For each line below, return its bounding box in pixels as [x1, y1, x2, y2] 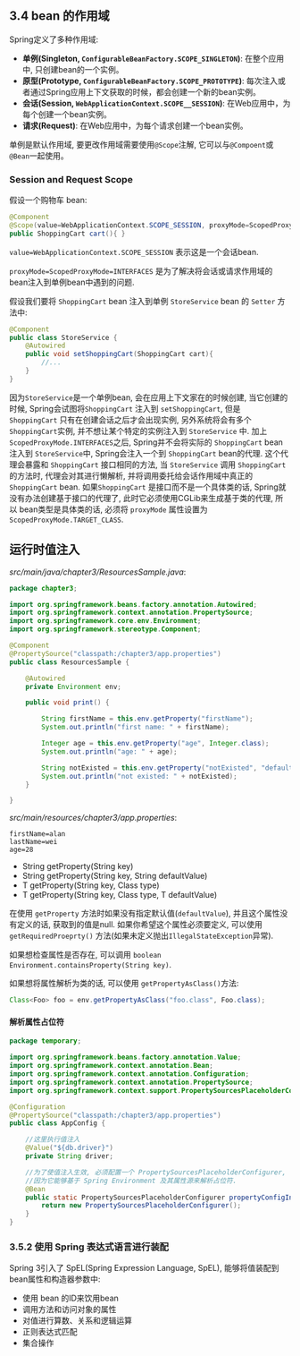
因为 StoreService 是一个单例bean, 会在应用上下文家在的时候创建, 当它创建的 [9, 392, 288, 403]
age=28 [9, 845, 34, 855]
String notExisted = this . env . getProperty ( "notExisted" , [41, 763, 257, 772]
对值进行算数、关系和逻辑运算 [21, 1315, 132, 1326]
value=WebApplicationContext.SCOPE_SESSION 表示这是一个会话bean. [9, 246, 259, 257]
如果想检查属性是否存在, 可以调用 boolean [9, 950, 162, 960]
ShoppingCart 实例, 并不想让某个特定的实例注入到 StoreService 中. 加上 [9, 425, 268, 436]
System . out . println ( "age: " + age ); [41, 746, 178, 756]
